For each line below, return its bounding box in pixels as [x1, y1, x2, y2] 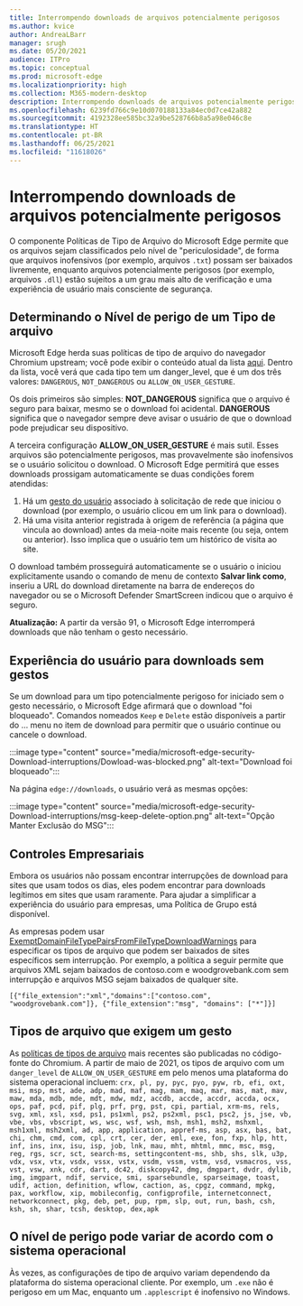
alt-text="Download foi [207, 756, 293, 767]
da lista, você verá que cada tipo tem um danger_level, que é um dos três [9, 366, 282, 377]
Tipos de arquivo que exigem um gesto [9, 1023, 233, 1039]
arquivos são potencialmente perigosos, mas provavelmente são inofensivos [9, 449, 294, 460]
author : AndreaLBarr [9, 30, 87, 39]
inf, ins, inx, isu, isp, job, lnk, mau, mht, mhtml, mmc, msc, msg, [9, 1141, 277, 1151]
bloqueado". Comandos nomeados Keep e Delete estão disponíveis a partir [9, 710, 286, 721]
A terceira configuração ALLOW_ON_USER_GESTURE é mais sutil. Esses [9, 440, 280, 451]
